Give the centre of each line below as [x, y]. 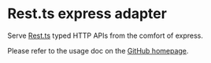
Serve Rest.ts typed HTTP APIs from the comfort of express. [105, 35]
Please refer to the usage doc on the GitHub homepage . [98, 50]
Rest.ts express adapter [87, 14]
